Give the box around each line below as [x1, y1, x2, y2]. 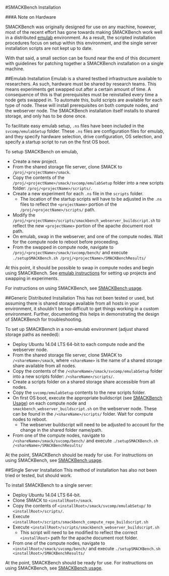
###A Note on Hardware [5, 14, 57, 20]
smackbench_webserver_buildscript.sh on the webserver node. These [12, 406, 157, 412]
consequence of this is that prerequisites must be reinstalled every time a [5, 92, 158, 97]
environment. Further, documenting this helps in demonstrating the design [5, 311, 159, 317]
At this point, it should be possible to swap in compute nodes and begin [5, 265, 154, 270]
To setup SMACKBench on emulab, [5, 149, 78, 154]
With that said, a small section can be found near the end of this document [5, 55, 160, 61]
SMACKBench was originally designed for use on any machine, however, [5, 24, 156, 30]
